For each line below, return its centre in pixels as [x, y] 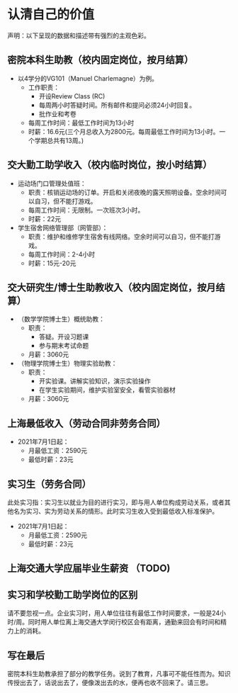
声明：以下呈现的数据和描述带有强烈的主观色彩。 [79, 35]
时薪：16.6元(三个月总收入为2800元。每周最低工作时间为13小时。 [124, 131]
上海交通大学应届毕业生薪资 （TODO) [89, 569]
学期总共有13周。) [59, 140]
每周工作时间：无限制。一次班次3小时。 [86, 210]
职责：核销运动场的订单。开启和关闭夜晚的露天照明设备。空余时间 [124, 192]
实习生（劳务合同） [49, 484]
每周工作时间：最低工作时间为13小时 [81, 123]
